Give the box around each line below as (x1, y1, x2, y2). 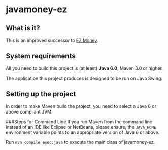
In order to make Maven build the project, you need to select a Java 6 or (6, 103, 157, 109)
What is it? (6, 24, 40, 32)
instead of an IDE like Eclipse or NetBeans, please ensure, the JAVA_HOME (6, 124, 156, 130)
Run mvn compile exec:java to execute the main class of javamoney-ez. (6, 139, 155, 145)
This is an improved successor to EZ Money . (6, 37, 98, 43)
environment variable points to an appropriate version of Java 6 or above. (6, 129, 159, 135)
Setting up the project (6, 90, 76, 98)
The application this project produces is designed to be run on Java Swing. (6, 75, 163, 81)
